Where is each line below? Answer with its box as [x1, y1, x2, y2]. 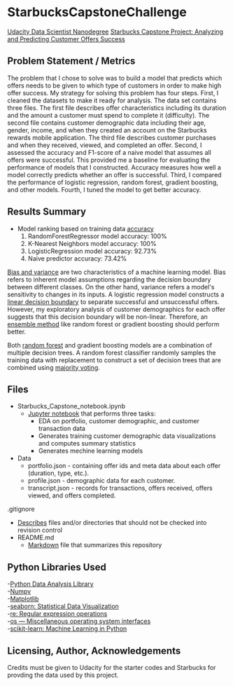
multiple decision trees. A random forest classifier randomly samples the [7, 348, 216, 357]
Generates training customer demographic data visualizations [38, 432, 216, 440]
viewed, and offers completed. [27, 491, 116, 500]
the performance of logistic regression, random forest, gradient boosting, [7, 178, 218, 186]
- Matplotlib [7, 595, 39, 603]
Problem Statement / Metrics [7, 55, 136, 67]
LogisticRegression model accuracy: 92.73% [27, 247, 157, 255]
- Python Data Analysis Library [7, 579, 94, 589]
